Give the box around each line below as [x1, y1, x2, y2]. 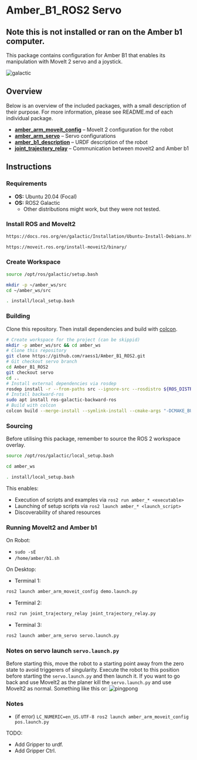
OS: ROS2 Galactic [14, 199, 60, 206]
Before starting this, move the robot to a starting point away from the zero [6, 660, 184, 667]
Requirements [6, 180, 47, 188]
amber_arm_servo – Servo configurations [14, 132, 116, 139]
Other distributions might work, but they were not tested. [23, 205, 161, 213]
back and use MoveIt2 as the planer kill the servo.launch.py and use [6, 679, 172, 686]
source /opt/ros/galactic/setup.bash [6, 271, 98, 277]
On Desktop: [6, 566, 36, 573]
